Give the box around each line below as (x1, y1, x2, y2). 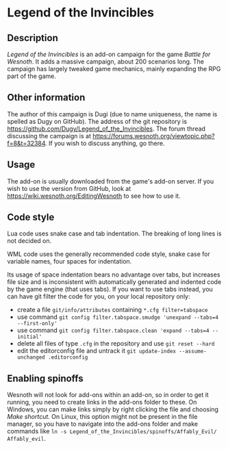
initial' (16, 333, 42, 340)
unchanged (16, 354, 46, 361)
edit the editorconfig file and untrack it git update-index (16, 347, 177, 355)
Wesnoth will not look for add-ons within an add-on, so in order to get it (7, 391, 209, 399)
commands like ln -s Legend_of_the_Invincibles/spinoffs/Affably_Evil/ (7, 427, 217, 435)
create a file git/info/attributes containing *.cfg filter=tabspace (16, 306, 208, 314)
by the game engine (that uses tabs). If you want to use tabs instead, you (7, 285, 214, 294)
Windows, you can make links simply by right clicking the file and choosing (7, 405, 219, 413)
